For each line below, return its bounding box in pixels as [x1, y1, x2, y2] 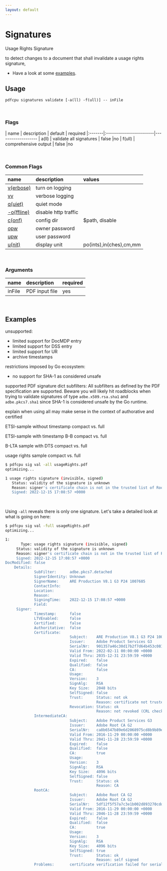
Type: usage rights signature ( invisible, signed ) [20, 541, 128, 547]
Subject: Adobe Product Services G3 [69, 718, 153, 723]
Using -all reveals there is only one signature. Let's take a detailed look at [5, 508, 158, 514]
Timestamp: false [34, 611, 81, 617]
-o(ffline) [7, 208, 30, 215]
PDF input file [26, 288, 58, 295]
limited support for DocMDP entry [12, 338, 82, 344]
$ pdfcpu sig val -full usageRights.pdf [5, 523, 90, 528]
